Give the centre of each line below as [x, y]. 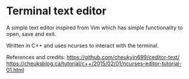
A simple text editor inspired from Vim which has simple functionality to [94, 28]
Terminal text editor [56, 11]
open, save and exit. [31, 34]
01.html [15, 69]
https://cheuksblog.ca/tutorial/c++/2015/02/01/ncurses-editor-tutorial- [94, 63]
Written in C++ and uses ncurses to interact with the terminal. [82, 45]
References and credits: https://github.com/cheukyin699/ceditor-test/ [93, 57]
